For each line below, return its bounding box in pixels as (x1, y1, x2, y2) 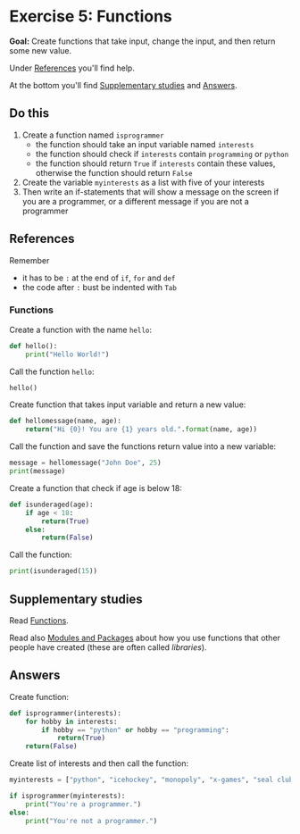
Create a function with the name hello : (9, 324, 153, 335)
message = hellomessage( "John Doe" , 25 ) (9, 458, 162, 468)
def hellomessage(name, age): (9, 417, 122, 426)
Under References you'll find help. (9, 63, 136, 73)
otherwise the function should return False (35, 167, 193, 178)
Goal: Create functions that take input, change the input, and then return (9, 36, 276, 46)
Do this (9, 105, 50, 121)
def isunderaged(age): (9, 500, 94, 509)
